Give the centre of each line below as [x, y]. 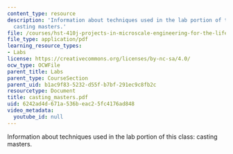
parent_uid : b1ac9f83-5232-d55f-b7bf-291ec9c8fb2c [82, 85]
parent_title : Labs [35, 71]
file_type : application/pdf [48, 40]
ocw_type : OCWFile [34, 65]
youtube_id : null [38, 117]
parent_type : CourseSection [48, 78]
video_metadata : [31, 110]
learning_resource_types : [44, 46]
